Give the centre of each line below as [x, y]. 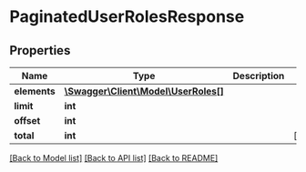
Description [259, 76]
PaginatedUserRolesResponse [127, 17]
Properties [40, 51]
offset [27, 121]
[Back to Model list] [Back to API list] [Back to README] [114, 158]
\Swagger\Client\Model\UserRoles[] [144, 91]
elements [35, 91]
